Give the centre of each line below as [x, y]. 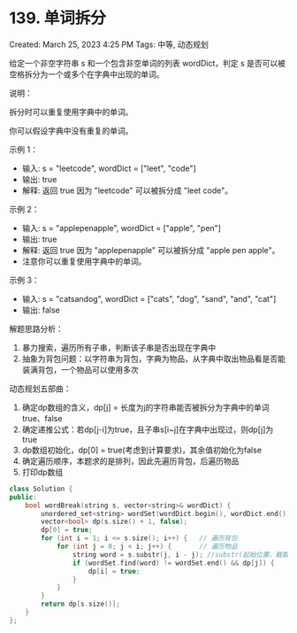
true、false [42, 418]
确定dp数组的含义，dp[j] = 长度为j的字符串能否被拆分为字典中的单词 [145, 407]
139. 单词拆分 [57, 18]
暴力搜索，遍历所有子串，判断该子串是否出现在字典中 [119, 347]
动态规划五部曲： [40, 388]
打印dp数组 [42, 472]
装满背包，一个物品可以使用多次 [80, 369]
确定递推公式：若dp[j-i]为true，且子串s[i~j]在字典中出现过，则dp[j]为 [148, 429]
